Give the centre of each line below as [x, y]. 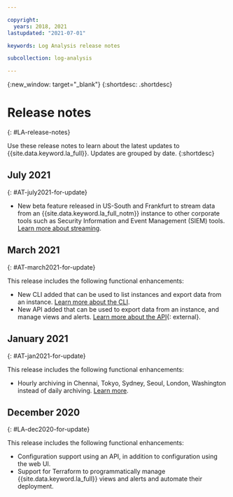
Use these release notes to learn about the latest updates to [93, 146]
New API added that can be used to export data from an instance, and [118, 309]
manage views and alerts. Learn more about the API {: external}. [109, 317]
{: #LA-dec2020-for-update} [49, 430]
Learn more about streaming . [59, 228]
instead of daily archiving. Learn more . [73, 390]
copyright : [23, 20]
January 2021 [38, 339]
